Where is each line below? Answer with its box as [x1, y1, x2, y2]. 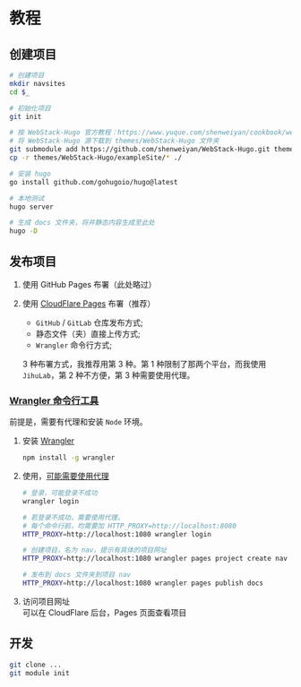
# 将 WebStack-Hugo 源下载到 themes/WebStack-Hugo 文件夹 [9, 136, 219, 146]
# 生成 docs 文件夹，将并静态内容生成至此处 [9, 219, 155, 228]
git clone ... [9, 660, 63, 669]
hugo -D [9, 227, 39, 236]
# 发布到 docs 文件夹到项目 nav [21, 571, 132, 580]
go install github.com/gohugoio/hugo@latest [9, 177, 178, 186]
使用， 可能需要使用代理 [21, 471, 109, 482]
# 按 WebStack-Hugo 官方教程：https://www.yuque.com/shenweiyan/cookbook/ [9, 128, 287, 137]
